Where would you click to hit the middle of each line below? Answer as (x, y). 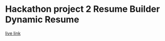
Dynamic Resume (42, 20)
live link (13, 33)
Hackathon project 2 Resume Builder (83, 9)
